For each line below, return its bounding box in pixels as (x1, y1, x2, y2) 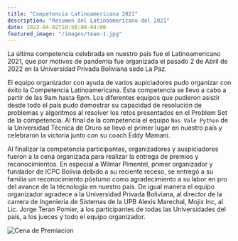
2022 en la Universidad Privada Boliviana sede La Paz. (7, 65, 167, 73)
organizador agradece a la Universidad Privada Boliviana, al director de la (7, 190, 222, 198)
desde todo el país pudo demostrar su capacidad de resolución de (7, 101, 202, 110)
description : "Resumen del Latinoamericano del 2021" (7, 17, 171, 24)
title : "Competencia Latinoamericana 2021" (7, 10, 139, 18)
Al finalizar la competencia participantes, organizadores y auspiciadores (7, 145, 219, 153)
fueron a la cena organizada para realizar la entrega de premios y (7, 152, 199, 161)
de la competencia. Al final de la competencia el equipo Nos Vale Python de (7, 116, 229, 125)
